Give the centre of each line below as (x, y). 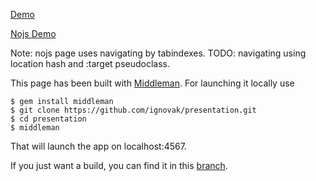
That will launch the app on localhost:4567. (98, 146)
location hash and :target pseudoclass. (90, 63)
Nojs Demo (33, 33)
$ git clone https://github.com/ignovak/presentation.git (133, 110)
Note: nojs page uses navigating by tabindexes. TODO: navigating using (158, 53)
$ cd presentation (48, 119)
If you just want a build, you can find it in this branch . (119, 165)
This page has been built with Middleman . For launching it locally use (152, 83)
